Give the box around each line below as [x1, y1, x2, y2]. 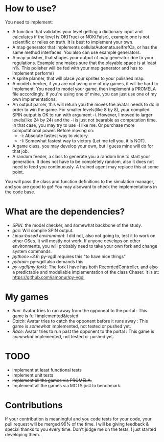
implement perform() [12, 70, 55, 76]
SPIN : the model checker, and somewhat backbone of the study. [12, 222, 142, 228]
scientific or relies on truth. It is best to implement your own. [12, 39, 134, 45]
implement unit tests [12, 372, 54, 378]
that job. [12, 148, 29, 154]
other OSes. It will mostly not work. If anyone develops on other [12, 238, 141, 244]
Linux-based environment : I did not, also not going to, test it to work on [12, 233, 156, 238]
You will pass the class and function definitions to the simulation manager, [5, 178, 155, 184]
